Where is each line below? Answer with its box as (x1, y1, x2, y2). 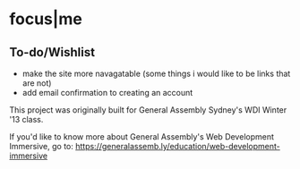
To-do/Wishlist (9, 45, 96, 60)
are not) (21, 78, 52, 89)
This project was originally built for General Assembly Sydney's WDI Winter (9, 105, 287, 115)
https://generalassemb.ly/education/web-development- (74, 141, 280, 151)
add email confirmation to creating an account (21, 88, 193, 97)
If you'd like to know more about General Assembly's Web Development (9, 131, 275, 142)
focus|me (9, 9, 82, 30)
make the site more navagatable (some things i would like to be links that (21, 68, 291, 79)
